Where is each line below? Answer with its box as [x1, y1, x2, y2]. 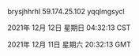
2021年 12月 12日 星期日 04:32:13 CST [7, 23, 131, 32]
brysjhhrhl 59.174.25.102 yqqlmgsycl [7, 7, 125, 16]
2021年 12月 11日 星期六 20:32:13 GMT [7, 39, 132, 49]
